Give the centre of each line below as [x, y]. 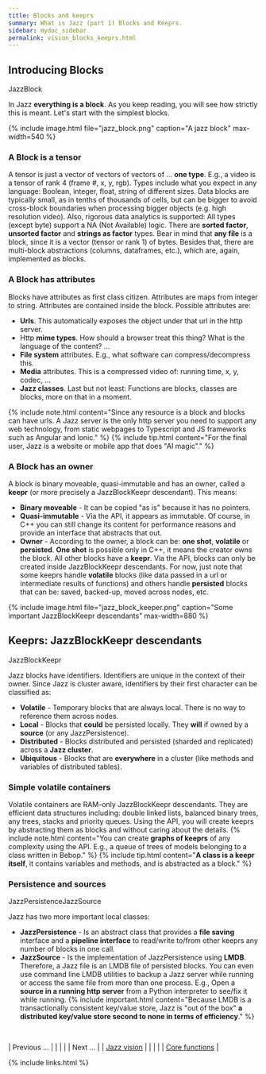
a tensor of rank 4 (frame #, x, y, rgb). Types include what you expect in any [133, 183]
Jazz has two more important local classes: [79, 917]
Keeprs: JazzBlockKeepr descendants [105, 641]
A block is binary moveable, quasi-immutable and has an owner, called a [127, 483]
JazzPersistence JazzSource [55, 902]
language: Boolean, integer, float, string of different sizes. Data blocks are [129, 191]
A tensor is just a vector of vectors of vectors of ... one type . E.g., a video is [132, 175]
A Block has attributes [52, 280]
